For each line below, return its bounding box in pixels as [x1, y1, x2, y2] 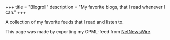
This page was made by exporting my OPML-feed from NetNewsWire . [5, 29, 152, 34]
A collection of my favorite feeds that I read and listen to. [5, 19, 124, 25]
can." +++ [5, 9, 26, 15]
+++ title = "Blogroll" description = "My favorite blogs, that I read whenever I [5, 4, 165, 10]
